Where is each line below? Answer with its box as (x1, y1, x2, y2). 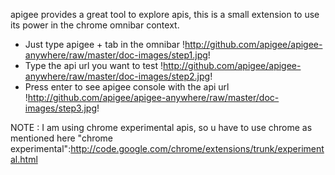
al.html (10, 154, 38, 165)
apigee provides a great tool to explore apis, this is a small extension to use (10, 9, 320, 20)
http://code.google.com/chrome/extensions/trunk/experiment (70, 143, 325, 154)
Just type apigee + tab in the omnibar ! (24, 39, 185, 50)
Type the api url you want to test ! (24, 60, 163, 71)
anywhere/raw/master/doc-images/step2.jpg (24, 70, 211, 82)
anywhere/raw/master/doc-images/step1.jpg (24, 49, 208, 61)
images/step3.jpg (24, 102, 97, 114)
